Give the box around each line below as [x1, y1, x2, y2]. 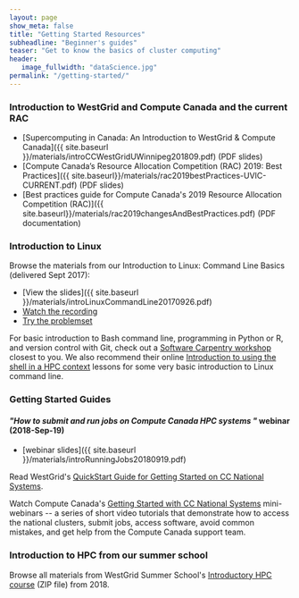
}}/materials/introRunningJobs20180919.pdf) [21, 454, 187, 465]
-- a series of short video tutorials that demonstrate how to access [45, 508, 290, 518]
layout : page [9, 13, 58, 22]
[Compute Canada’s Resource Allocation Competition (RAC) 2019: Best [21, 161, 283, 172]
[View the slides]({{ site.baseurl [21, 287, 139, 298]
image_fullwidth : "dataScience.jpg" [21, 63, 158, 72]
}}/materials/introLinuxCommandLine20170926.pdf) [21, 297, 212, 307]
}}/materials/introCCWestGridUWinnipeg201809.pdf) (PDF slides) [21, 151, 263, 162]
